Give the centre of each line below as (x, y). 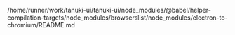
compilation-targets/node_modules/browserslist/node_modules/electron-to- (117, 17)
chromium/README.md (41, 25)
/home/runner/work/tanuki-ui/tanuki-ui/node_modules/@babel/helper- (109, 10)
